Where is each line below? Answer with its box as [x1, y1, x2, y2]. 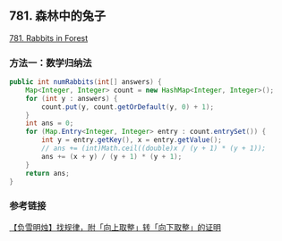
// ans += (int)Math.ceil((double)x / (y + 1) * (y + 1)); [41, 144, 267, 154]
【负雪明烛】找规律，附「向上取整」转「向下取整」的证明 [9, 221, 221, 232]
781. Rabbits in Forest [9, 32, 89, 43]
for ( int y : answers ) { [25, 94, 118, 103]
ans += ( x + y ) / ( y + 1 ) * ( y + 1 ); [41, 152, 183, 161]
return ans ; [25, 169, 70, 178]
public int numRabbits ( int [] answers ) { [9, 78, 163, 87]
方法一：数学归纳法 [9, 56, 92, 69]
